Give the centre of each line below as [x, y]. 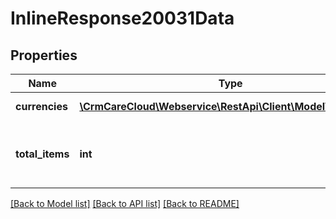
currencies [41, 106]
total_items [42, 154]
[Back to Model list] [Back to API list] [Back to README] [125, 203]
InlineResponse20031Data [122, 18]
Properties [44, 55]
